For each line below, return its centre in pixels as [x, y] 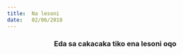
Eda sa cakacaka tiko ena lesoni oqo [115, 44]
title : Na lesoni [33, 13]
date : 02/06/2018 [35, 20]
